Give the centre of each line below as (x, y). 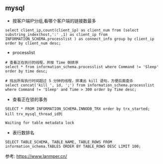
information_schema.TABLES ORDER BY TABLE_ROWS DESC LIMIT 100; (73, 146)
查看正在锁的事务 (30, 99)
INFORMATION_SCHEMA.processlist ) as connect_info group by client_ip (80, 39)
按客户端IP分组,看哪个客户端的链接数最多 (54, 21)
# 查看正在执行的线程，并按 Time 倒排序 (42, 62)
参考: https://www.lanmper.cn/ (36, 156)
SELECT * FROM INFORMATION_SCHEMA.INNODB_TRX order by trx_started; (78, 109)
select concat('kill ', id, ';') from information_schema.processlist (80, 85)
